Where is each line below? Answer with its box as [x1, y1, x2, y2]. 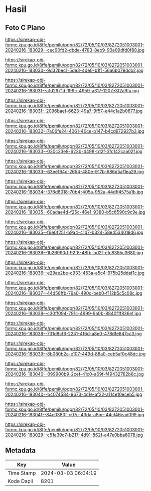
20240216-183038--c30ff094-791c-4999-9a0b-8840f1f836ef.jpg [5, 311, 141, 316]
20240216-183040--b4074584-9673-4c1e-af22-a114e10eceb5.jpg [5, 391, 143, 397]
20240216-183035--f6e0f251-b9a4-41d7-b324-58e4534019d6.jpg [5, 229, 144, 235]
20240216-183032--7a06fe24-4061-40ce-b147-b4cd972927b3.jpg [5, 128, 145, 134]
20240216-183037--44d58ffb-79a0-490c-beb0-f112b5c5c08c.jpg [5, 290, 143, 296]
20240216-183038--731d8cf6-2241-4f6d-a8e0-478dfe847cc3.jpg [5, 330, 142, 336]
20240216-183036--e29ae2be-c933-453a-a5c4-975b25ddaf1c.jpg [5, 270, 145, 276]
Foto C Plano [5, 23, 45, 32]
